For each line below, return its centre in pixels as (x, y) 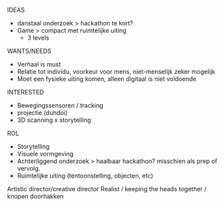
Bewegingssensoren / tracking (60, 105)
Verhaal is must (39, 64)
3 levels (38, 38)
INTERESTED (26, 92)
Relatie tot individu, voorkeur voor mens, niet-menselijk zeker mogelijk (116, 72)
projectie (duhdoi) (42, 113)
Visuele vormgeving (45, 154)
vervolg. (29, 168)
